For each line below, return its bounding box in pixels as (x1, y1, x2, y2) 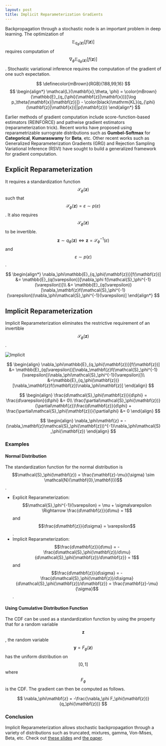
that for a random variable (5, 621, 58, 627)
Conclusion (5, 713, 34, 720)
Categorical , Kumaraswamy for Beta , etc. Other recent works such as (5, 135, 150, 141)
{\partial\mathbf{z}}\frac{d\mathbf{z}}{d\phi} (35, 403, 128, 409)
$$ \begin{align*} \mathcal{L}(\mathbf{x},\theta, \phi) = (9, 88, 123, 94)
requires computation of (5, 48, 55, 54)
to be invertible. (5, 228, 37, 234)
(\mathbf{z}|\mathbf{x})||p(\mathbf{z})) (26, 104, 108, 110)
